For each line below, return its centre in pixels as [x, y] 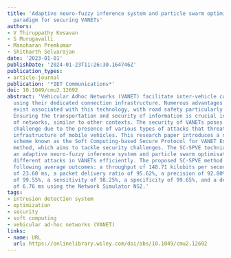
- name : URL [24, 237]
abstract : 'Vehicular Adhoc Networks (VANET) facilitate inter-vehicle [112, 97]
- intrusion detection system [51, 199]
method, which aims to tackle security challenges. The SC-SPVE [107, 148]
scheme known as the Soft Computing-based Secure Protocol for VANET [115, 142]
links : [16, 231]
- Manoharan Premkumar [40, 45]
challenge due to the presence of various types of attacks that [109, 129]
